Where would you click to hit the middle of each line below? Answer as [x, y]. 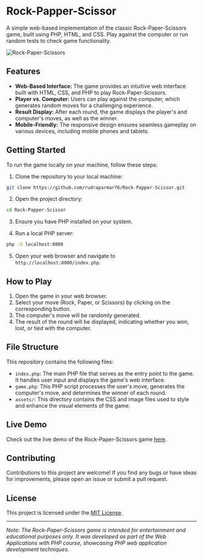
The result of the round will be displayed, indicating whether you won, [102, 322]
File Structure [32, 347]
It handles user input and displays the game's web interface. [90, 380]
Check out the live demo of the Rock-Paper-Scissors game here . [87, 439]
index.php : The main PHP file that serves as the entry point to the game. [105, 373]
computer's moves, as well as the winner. [66, 118]
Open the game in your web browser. [61, 296]
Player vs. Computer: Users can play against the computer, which [97, 99]
